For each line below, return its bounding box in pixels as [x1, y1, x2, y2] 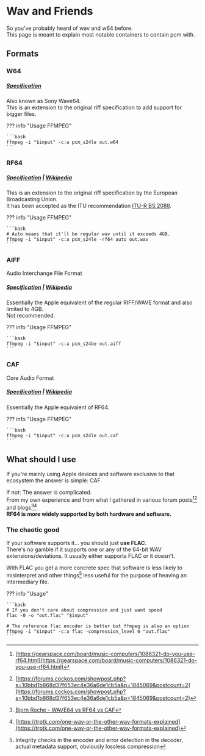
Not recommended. [6, 312, 56, 319]
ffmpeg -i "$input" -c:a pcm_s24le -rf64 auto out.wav [6, 237, 149, 243]
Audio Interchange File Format [6, 269, 82, 277]
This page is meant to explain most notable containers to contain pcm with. [6, 30, 195, 38]
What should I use [6, 454, 76, 465]
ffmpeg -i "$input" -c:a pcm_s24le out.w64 [6, 139, 119, 146]
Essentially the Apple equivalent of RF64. [6, 404, 110, 411]
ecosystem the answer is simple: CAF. [6, 477, 103, 484]
